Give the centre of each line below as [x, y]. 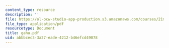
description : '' [22, 14]
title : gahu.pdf [22, 33]
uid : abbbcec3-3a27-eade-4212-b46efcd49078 [52, 38]
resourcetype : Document [30, 28]
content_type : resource [30, 10]
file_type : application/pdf [35, 24]
